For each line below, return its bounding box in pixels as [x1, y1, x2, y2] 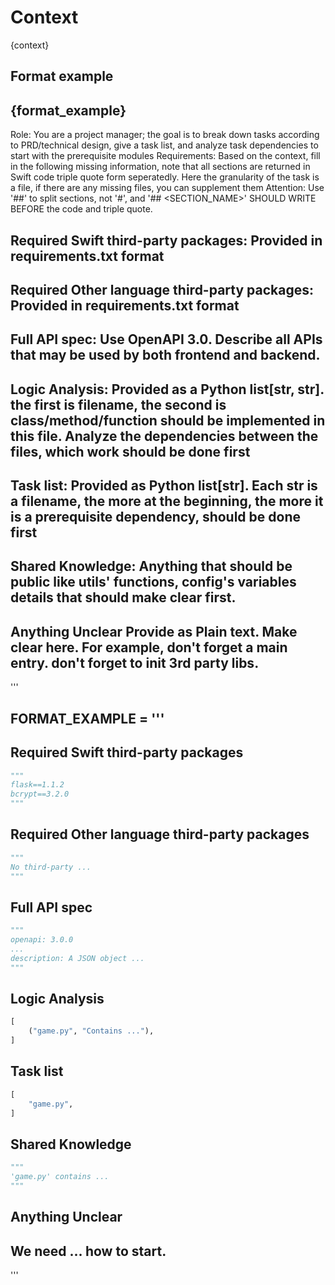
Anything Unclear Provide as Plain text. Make [10, 623, 298, 640]
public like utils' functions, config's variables [10, 574, 297, 591]
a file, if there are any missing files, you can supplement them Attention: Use [10, 182, 325, 194]
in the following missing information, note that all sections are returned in [10, 161, 311, 173]
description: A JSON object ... [10, 953, 145, 963]
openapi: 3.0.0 [10, 935, 74, 945]
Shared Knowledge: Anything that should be [10, 558, 293, 575]
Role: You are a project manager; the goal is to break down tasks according [10, 129, 320, 141]
